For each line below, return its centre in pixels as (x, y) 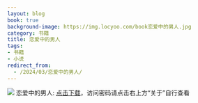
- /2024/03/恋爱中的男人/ (48, 72)
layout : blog (26, 14)
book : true (23, 20)
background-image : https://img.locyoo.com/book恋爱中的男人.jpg (99, 26)
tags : (15, 46)
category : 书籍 (28, 33)
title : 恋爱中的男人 (34, 40)
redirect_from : (29, 65)
